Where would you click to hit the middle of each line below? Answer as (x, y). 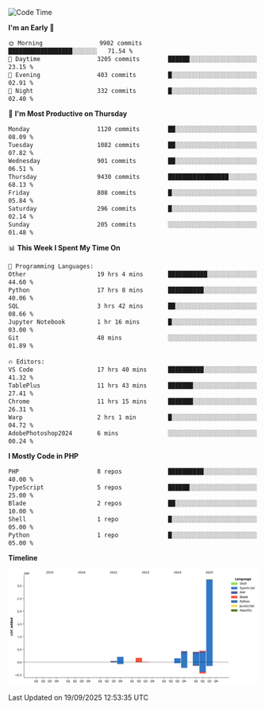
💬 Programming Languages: (51, 266)
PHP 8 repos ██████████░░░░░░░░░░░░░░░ (133, 471)
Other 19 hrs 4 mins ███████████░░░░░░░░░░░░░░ (133, 274)
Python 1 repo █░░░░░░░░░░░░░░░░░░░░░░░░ (133, 535)
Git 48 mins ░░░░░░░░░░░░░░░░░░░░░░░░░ (133, 338)
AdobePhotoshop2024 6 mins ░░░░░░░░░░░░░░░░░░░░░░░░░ (133, 433)
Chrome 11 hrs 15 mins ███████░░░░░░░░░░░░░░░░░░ (133, 402)
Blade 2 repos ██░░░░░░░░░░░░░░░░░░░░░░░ (133, 503)
